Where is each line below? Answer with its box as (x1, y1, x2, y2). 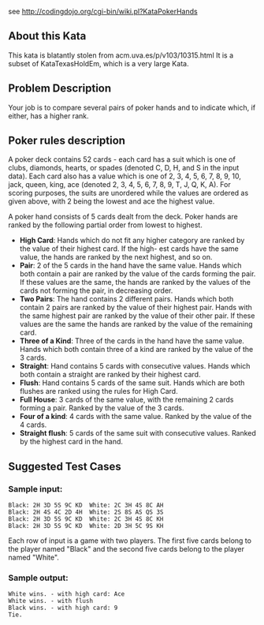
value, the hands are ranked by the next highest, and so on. (19, 253, 213, 262)
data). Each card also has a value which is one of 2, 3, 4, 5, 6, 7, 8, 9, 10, (8, 171, 242, 181)
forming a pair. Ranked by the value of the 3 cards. (19, 403, 184, 413)
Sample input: (8, 483, 63, 494)
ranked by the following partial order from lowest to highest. (8, 220, 203, 230)
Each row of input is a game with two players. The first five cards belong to (8, 536, 252, 545)
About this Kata (8, 29, 87, 43)
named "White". (8, 552, 59, 563)
